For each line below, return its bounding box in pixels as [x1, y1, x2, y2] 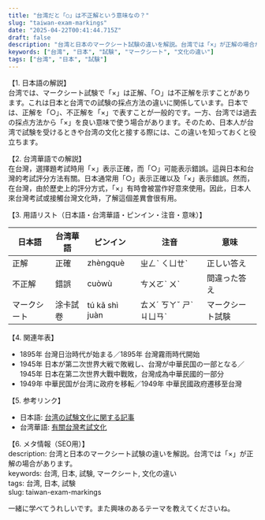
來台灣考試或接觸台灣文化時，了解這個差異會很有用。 [8, 193, 181, 202]
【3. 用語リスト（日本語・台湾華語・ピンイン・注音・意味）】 [8, 210, 207, 219]
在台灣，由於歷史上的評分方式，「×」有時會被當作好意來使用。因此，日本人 [8, 183, 252, 193]
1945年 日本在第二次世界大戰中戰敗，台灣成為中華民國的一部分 [19, 369, 225, 378]
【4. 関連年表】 [8, 332, 58, 342]
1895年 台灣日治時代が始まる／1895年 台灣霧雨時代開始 [19, 349, 200, 358]
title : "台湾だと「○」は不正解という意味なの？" [8, 11, 150, 20]
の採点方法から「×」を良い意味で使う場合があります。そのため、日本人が [8, 117, 247, 127]
